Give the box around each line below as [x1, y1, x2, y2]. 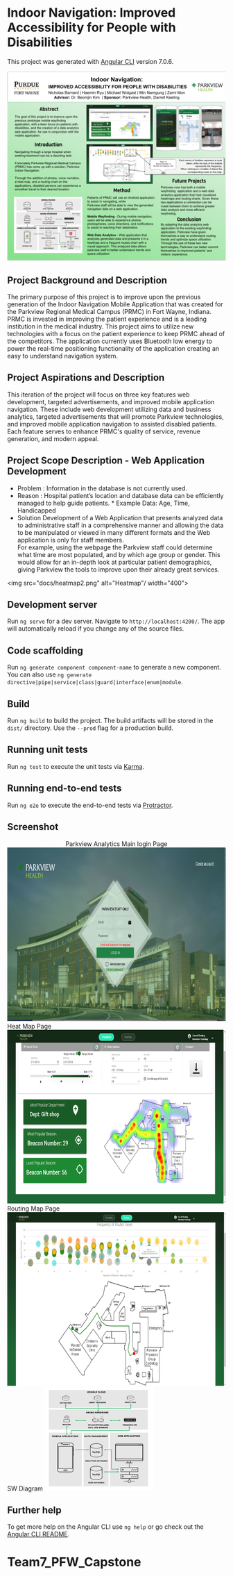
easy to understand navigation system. [7, 352, 119, 360]
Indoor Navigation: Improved [7, 5, 176, 21]
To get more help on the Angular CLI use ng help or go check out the [7, 1523, 204, 1531]
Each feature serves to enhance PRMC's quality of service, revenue [7, 427, 201, 436]
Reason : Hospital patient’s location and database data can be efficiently [17, 491, 224, 499]
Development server [7, 599, 98, 611]
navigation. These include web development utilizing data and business [7, 405, 212, 413]
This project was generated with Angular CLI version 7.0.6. [7, 57, 174, 65]
